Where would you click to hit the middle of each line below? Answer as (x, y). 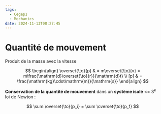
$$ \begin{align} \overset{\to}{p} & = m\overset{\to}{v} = (83, 71)
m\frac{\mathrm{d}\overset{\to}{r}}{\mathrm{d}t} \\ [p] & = (83, 76)
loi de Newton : (20, 97)
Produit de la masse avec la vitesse (41, 61)
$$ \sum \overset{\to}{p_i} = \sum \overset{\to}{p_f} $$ (83, 106)
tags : (11, 10)
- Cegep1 (18, 14)
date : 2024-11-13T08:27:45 (33, 23)
